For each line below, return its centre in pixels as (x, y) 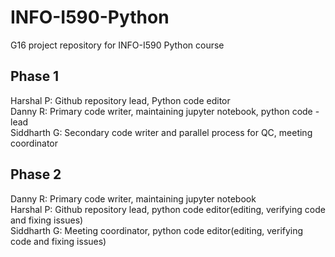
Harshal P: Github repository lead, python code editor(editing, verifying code (168, 209)
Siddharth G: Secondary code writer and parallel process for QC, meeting (161, 132)
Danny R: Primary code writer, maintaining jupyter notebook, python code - (165, 111)
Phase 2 (36, 174)
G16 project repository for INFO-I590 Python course (117, 45)
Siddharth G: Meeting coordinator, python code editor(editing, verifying (157, 230)
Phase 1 (35, 76)
